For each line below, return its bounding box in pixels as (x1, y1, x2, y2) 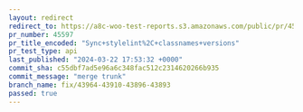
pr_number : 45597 (8, 30, 74, 39)
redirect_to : (8, 22, 58, 31)
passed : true (8, 89, 58, 98)
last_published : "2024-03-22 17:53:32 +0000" (8, 55, 183, 64)
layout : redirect (8, 13, 74, 23)
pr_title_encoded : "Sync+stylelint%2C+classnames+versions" (8, 38, 241, 48)
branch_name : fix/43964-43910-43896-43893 (8, 80, 171, 89)
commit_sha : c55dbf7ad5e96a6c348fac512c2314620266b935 (8, 64, 220, 73)
